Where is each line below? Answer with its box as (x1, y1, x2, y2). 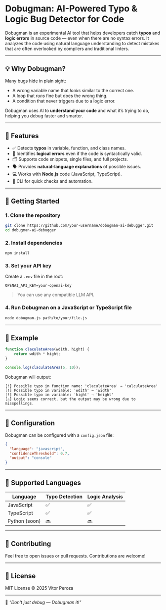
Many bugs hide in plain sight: (5, 78, 66, 84)
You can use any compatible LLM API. (17, 292, 95, 298)
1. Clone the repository (5, 211, 61, 218)
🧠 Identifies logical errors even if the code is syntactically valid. (12, 151, 142, 156)
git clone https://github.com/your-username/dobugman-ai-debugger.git (5, 223, 154, 228)
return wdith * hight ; (14, 352, 61, 356)
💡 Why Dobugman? (5, 65, 66, 73)
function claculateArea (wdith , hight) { (5, 347, 90, 352)
